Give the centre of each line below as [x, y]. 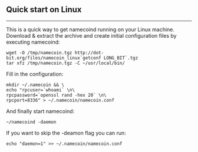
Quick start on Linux [44, 10]
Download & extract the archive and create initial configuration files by [91, 35]
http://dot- [89, 52]
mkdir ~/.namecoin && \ [35, 85]
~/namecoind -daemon [32, 122]
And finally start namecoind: [40, 111]
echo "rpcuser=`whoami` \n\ [41, 90]
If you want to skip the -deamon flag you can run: [66, 133]
